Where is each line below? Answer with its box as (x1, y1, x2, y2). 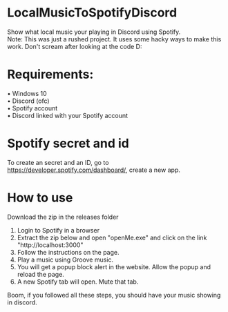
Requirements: (7, 67, 94, 82)
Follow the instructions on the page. (17, 248, 120, 256)
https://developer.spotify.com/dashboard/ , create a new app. (7, 166, 181, 174)
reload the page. (17, 270, 64, 278)
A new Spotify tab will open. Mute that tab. (17, 277, 139, 286)
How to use (7, 190, 73, 205)
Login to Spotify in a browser (17, 226, 100, 234)
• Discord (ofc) (7, 97, 50, 105)
